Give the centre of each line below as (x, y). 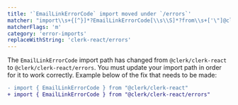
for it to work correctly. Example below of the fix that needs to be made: (112, 75)
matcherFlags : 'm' (34, 27)
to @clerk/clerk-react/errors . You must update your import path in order (114, 68)
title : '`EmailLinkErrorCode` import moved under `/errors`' (100, 14)
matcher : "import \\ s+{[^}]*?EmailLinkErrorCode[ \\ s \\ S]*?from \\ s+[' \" (114, 20)
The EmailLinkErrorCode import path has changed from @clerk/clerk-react (117, 60)
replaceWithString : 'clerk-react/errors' (69, 40)
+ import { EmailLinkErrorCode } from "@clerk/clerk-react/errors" (109, 94)
